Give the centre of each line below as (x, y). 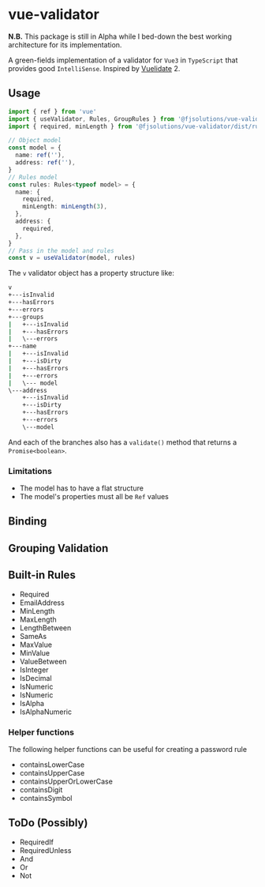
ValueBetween (43, 661)
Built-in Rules (42, 575)
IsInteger (34, 670)
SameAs (33, 636)
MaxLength (38, 619)
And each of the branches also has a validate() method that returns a (123, 442)
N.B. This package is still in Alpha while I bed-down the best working (120, 36)
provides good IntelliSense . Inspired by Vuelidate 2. (94, 68)
